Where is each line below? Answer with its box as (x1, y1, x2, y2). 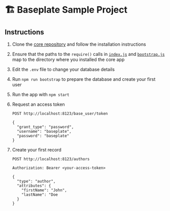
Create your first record (12, 147, 62, 153)
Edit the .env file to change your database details (12, 67, 115, 72)
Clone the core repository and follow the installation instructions (12, 41, 146, 47)
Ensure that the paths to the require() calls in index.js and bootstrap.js (12, 51, 165, 57)
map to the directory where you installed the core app (12, 56, 125, 63)
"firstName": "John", (21, 188, 67, 193)
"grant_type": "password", (17, 125, 74, 130)
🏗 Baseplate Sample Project (5, 4, 128, 16)
